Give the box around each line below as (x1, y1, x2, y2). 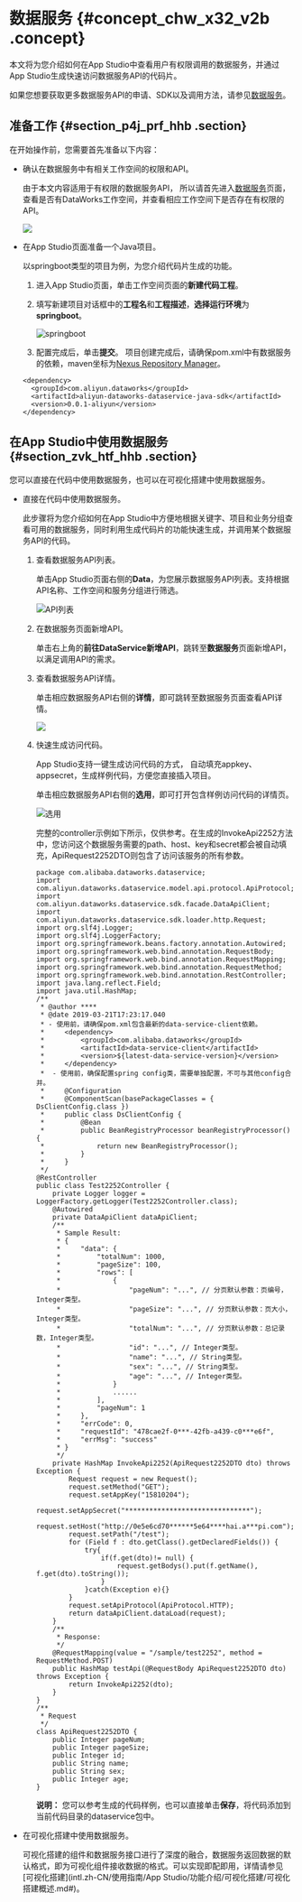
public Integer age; (52, 1775, 130, 1784)
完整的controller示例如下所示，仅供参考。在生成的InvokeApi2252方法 (35, 827, 293, 838)
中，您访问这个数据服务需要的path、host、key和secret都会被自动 (35, 839, 279, 849)
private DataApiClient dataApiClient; (52, 1212, 198, 1221)
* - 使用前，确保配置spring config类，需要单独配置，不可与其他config (40, 1069, 286, 1078)
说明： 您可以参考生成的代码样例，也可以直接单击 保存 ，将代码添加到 (35, 1799, 291, 1810)
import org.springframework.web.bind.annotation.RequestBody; (35, 947, 275, 956)
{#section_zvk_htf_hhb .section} (9, 449, 198, 465)
